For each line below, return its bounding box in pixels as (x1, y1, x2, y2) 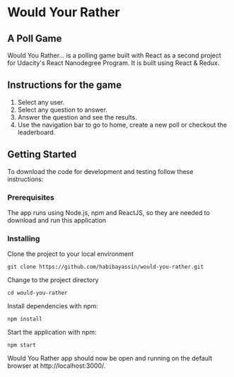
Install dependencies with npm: (7, 302, 99, 311)
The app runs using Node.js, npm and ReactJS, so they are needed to (7, 208, 210, 216)
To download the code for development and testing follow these (7, 167, 194, 175)
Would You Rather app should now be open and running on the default (7, 354, 213, 363)
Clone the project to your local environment (7, 250, 134, 258)
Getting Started (7, 149, 77, 161)
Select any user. (17, 98, 65, 106)
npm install (7, 315, 42, 323)
